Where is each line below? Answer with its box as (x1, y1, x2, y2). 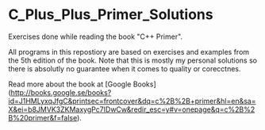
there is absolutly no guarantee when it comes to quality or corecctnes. (8, 63, 241, 73)
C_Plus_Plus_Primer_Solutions (8, 6, 213, 24)
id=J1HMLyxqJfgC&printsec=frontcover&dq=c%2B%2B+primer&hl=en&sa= (8, 96, 256, 105)
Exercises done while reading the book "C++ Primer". (8, 32, 183, 41)
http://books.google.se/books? (10, 87, 112, 97)
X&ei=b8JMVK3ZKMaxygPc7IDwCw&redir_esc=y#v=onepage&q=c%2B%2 (8, 105, 255, 114)
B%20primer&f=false (8, 113, 78, 122)
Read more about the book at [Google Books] (8, 79, 156, 89)
